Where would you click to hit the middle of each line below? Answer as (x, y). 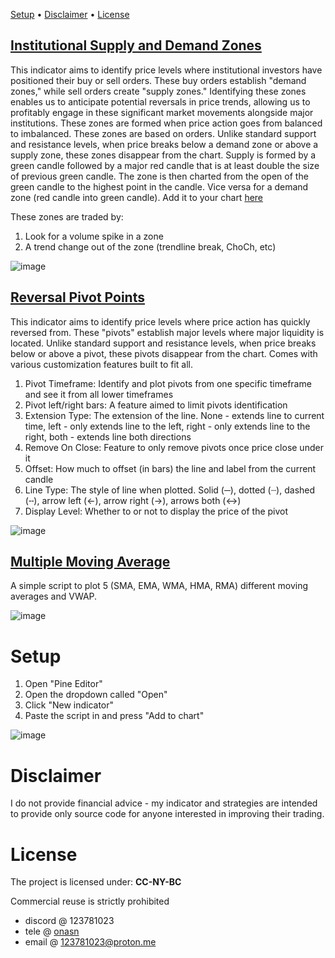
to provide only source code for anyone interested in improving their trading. (167, 814)
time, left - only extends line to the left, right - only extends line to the (167, 426)
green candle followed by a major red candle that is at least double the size (165, 165)
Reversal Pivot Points (77, 297)
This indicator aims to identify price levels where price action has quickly (160, 321)
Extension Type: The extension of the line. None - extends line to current (174, 415)
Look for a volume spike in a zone (94, 236)
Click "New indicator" (69, 705)
